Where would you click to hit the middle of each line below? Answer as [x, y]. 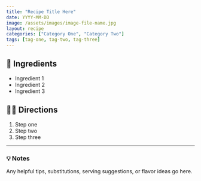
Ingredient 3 [30, 91]
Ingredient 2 [30, 85]
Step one [26, 124]
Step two [26, 131]
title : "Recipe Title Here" [41, 12]
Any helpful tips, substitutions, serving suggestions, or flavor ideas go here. [99, 171]
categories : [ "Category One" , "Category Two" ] [65, 34]
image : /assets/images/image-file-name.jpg [61, 23]
